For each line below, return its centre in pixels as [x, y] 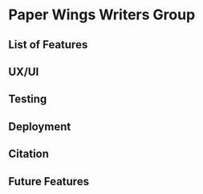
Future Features [49, 182]
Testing [28, 99]
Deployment [40, 126]
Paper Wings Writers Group [102, 15]
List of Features [48, 45]
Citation [29, 154]
